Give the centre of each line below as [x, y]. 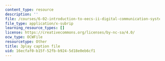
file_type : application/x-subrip [39, 23]
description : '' [22, 14]
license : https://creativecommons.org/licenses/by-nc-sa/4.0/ [70, 32]
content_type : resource [29, 10]
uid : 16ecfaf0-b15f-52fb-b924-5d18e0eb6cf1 [50, 51]
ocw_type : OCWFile [24, 37]
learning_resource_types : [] [35, 28]
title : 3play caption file [33, 46]
